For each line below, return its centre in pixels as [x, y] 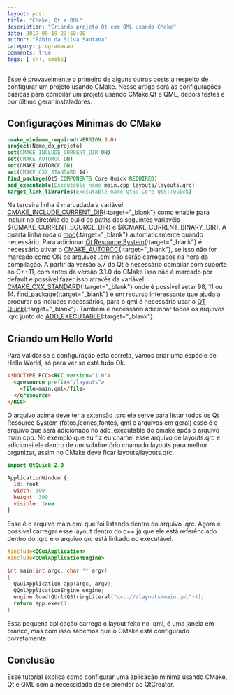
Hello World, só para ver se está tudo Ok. [66, 363]
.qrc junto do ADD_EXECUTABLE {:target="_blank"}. [81, 316]
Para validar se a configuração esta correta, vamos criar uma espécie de [112, 356]
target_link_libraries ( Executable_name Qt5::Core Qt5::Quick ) [100, 192]
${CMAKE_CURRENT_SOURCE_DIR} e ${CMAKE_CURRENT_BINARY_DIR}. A [117, 227]
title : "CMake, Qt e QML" [45, 20]
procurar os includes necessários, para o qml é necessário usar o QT [107, 302]
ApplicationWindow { [37, 478]
